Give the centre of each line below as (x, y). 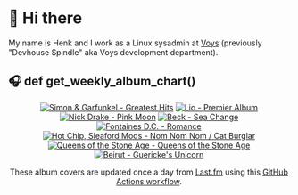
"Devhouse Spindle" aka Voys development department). (113, 52)
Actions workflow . (149, 181)
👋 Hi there (45, 18)
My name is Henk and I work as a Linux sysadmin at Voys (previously (135, 43)
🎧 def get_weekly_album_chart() (102, 81)
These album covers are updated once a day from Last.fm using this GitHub (149, 172)
